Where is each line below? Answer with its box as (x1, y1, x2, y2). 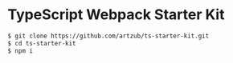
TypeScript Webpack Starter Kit (7, 6, 225, 24)
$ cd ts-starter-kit (7, 39, 77, 47)
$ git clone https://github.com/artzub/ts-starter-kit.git (7, 32, 210, 40)
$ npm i (7, 46, 34, 55)
